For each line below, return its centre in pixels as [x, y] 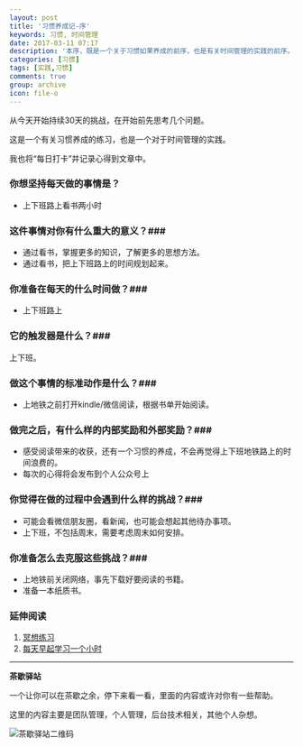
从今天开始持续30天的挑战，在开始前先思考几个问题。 [109, 120]
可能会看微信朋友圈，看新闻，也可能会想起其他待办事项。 [129, 521]
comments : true [38, 77]
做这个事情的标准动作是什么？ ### [83, 383]
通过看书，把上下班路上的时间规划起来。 [97, 263]
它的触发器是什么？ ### [60, 337]
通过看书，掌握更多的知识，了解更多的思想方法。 [113, 253]
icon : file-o [34, 93]
